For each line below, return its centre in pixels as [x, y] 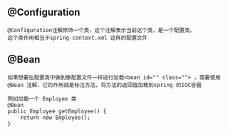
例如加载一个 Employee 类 [42, 99]
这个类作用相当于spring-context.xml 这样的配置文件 [78, 38]
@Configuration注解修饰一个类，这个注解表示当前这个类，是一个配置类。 [102, 30]
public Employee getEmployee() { [57, 111]
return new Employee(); [56, 118]
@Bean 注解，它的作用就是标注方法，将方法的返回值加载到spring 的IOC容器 [104, 85]
